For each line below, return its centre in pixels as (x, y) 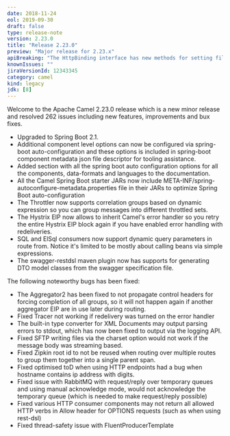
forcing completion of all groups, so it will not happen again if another (115, 302)
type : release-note (35, 33)
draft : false (26, 26)
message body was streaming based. (70, 346)
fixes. (15, 124)
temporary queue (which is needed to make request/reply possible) (112, 396)
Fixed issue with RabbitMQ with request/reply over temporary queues (115, 382)
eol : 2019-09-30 (30, 20)
